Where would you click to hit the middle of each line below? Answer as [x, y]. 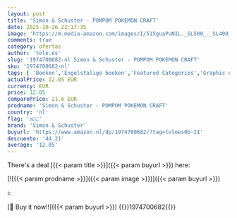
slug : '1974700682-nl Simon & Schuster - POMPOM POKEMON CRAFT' [104, 60]
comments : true [30, 40]
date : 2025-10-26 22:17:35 [47, 27]
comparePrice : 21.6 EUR [42, 99]
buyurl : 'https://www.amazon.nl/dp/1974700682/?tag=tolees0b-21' [105, 132]
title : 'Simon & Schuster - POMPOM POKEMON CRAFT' [83, 20]
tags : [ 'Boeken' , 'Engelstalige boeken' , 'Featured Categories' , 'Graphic [116, 73]
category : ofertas [34, 47]
